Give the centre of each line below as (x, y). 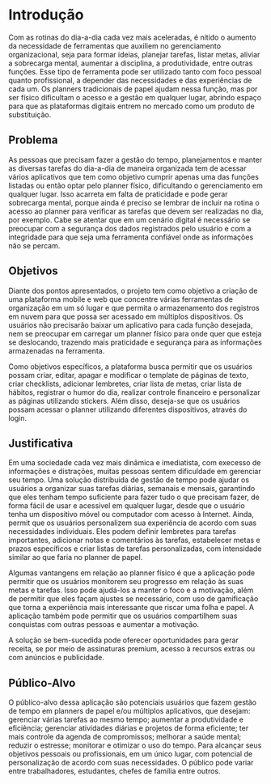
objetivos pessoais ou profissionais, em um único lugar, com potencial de (131, 754)
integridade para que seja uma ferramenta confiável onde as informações (131, 237)
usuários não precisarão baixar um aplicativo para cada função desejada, (131, 324)
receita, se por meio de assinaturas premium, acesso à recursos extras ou (132, 649)
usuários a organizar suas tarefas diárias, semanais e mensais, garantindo (132, 489)
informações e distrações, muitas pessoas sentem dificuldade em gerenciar (135, 472)
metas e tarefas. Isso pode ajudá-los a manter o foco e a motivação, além (131, 590)
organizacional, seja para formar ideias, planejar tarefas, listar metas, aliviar (134, 54)
